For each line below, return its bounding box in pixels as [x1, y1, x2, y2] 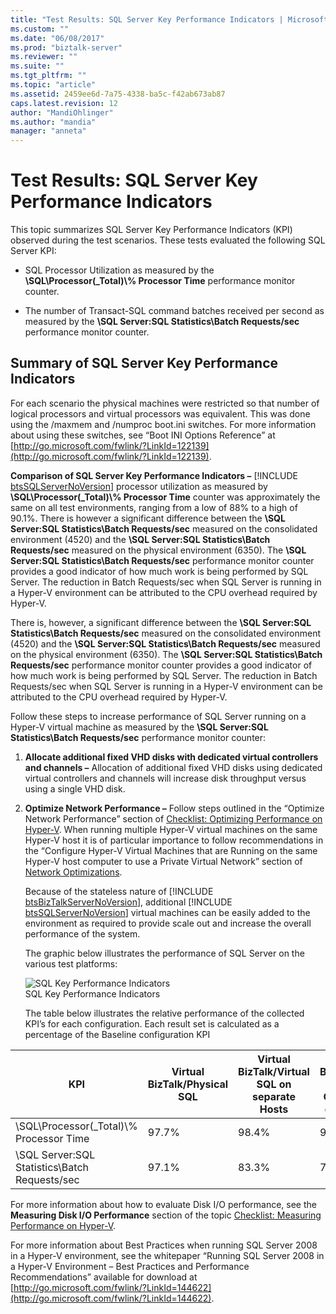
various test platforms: [24, 957, 118, 970]
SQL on [256, 1077, 292, 1091]
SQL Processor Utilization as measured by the [24, 264, 215, 276]
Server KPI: [10, 245, 57, 257]
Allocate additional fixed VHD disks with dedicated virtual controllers [24, 751, 319, 763]
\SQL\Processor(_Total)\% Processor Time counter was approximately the [10, 491, 321, 503]
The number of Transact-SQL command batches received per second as [24, 305, 325, 317]
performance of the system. [24, 927, 141, 940]
